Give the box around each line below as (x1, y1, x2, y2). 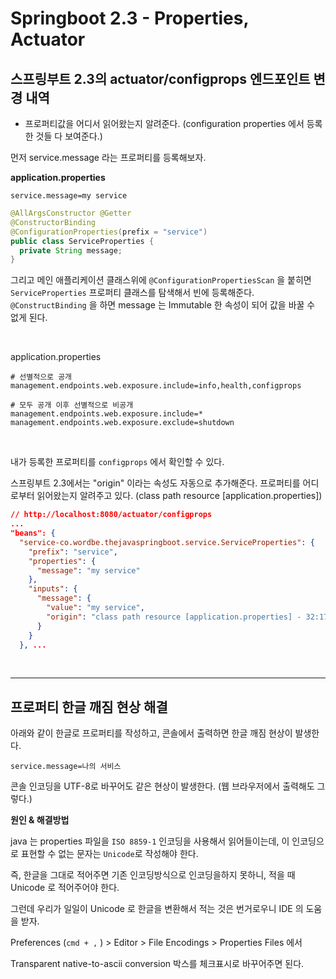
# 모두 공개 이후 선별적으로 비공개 (10, 400, 134, 411)
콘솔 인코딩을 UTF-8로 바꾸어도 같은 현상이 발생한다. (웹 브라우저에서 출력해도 (10, 780, 315, 792)
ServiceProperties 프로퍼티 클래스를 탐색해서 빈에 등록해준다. (10, 287, 255, 299)
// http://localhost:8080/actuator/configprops (10, 510, 213, 520)
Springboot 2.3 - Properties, (10, 7, 249, 30)
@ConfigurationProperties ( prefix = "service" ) (10, 227, 208, 237)
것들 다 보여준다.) (35, 130, 103, 142)
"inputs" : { (28, 584, 78, 594)
